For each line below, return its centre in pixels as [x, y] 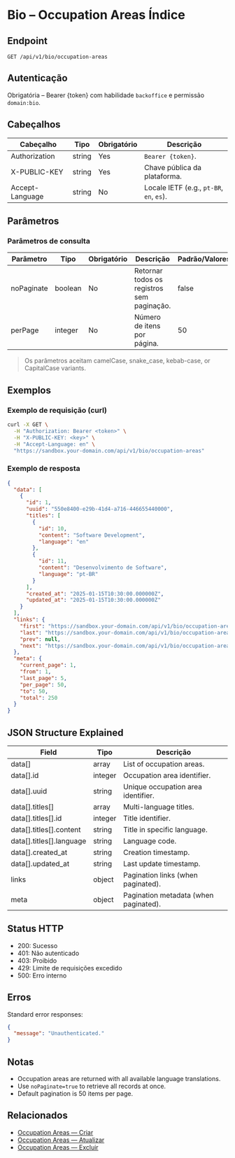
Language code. [150, 841]
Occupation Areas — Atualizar [61, 1140]
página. [146, 344]
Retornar [148, 271]
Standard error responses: [45, 1014]
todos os [148, 280]
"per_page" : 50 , [44, 685]
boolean [68, 288]
